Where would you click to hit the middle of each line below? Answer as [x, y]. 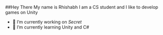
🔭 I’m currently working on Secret [47, 22]
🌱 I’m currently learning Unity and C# [51, 27]
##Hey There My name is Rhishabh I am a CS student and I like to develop [82, 7]
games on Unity [22, 12]
